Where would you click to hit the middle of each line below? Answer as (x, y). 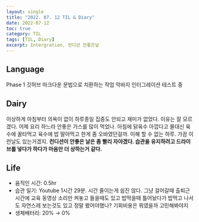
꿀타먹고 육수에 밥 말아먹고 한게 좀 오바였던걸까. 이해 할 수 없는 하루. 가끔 (102, 134)
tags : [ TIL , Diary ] (30, 39)
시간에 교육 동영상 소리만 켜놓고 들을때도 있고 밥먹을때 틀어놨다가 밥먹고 (99, 198)
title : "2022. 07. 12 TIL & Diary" (50, 17)
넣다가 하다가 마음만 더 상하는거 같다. (60, 149)
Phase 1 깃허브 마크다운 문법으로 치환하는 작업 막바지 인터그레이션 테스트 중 (95, 84)
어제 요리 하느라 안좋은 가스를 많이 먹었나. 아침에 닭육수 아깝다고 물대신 (102, 126)
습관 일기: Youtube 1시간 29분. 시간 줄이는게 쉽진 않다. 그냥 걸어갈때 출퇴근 (102, 191)
